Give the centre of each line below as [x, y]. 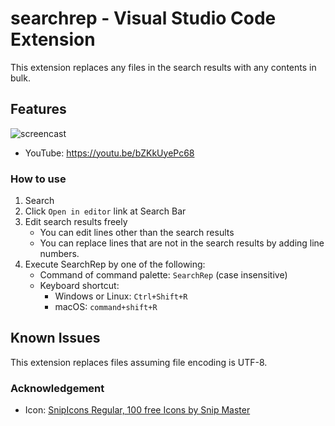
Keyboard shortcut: [79, 286]
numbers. [59, 254]
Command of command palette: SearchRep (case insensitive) [163, 275]
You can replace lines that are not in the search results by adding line [182, 243]
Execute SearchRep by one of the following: [115, 264]
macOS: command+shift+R [106, 307]
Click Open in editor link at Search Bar [105, 211]
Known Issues [55, 338]
